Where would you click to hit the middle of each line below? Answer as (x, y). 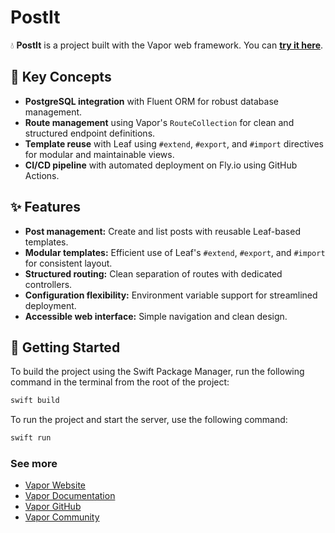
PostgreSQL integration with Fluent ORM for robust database (151, 101)
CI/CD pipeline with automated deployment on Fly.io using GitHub (161, 165)
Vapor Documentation (70, 496)
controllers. (48, 284)
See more (34, 464)
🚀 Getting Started (65, 347)
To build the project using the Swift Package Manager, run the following (157, 372)
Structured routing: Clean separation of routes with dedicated (153, 273)
